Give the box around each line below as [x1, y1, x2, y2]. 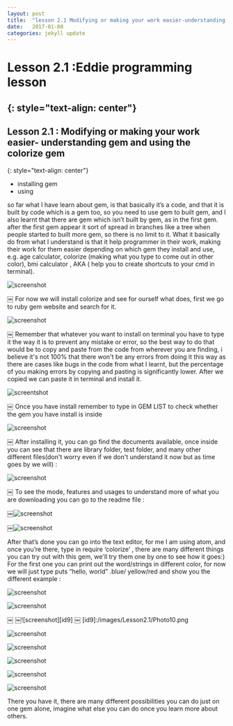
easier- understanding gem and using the [7, 137, 191, 148]
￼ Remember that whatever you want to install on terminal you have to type [7, 330, 225, 338]
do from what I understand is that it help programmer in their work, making [7, 238, 221, 246]
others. [7, 711, 28, 720]
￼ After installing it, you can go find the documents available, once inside [7, 437, 218, 446]
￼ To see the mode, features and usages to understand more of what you [7, 487, 219, 495]
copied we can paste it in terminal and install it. [7, 374, 142, 383]
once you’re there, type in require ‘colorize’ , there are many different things [7, 545, 224, 553]
